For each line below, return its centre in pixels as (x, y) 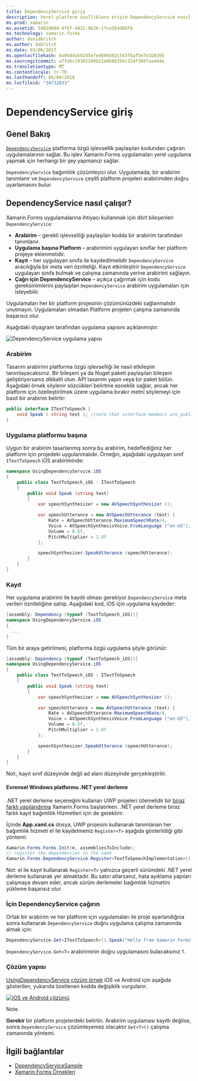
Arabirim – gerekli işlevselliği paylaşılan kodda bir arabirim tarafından (98, 235)
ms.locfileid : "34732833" (38, 83)
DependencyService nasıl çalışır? (69, 203)
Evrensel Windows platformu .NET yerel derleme (67, 787)
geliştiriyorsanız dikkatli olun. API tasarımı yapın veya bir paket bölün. (90, 379)
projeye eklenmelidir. (40, 254)
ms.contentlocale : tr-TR (37, 72)
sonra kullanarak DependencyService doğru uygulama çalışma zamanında (94, 923)
